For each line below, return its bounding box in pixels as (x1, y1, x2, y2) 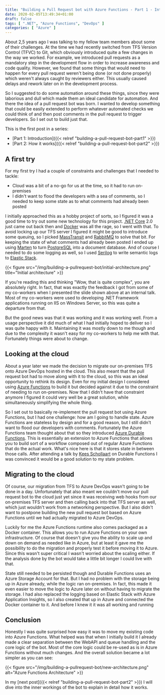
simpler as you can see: (5, 655, 53, 661)
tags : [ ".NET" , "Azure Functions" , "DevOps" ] (5, 21, 105, 26)
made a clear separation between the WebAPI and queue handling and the (5, 639, 156, 645)
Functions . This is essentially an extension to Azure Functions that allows (5, 435, 153, 441)
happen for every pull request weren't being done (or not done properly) (5, 70, 152, 76)
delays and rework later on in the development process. (5, 81, 118, 87)
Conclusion (5, 615, 41, 624)
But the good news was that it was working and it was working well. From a (5, 315, 157, 320)
